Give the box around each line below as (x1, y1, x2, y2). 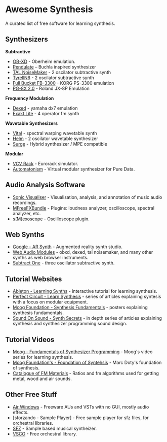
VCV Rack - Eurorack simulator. (12, 160, 78, 166)
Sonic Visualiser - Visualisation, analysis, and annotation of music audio (12, 194, 162, 200)
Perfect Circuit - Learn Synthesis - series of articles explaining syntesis (12, 293, 161, 300)
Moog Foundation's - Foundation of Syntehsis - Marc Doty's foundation (12, 359, 162, 365)
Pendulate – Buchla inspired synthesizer (12, 63, 96, 70)
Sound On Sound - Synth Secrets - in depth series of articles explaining (12, 315, 162, 321)
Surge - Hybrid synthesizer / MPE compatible (12, 141, 107, 147)
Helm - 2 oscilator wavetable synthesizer (12, 135, 99, 142)
